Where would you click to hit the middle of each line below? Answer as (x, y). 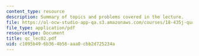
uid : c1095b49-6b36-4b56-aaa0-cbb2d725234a (61, 44)
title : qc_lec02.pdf (32, 38)
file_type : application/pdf (41, 28)
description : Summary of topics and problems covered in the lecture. (95, 17)
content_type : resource (36, 11)
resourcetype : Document (36, 33)
